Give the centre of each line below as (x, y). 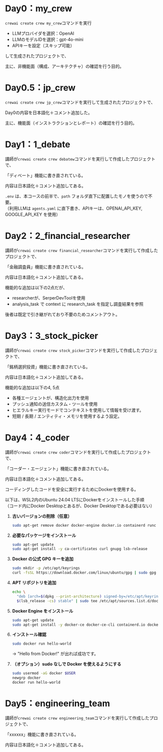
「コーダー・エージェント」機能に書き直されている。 (58, 468)
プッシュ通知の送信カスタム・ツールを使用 (55, 404)
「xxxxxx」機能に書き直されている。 (42, 734)
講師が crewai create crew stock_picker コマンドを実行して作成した (73, 350)
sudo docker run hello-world (42, 644)
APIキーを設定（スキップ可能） (43, 45)
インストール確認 (29, 634)
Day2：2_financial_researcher (68, 236)
